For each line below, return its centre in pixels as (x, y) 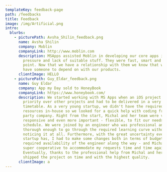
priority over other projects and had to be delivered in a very (92, 102)
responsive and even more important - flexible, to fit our (86, 120)
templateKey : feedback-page (34, 10)
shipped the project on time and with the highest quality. (86, 157)
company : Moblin (35, 47)
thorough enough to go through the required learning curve (86, 129)
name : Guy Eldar (35, 83)
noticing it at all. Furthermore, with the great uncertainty (89, 134)
